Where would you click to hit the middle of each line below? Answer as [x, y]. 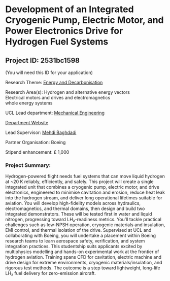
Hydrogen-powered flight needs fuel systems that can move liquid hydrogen [85, 177]
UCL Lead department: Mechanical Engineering [55, 113]
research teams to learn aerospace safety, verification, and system [75, 241]
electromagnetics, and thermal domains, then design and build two [75, 208]
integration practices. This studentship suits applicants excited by [74, 247]
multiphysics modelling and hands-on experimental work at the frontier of [82, 252]
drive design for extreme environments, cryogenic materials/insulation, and [84, 263]
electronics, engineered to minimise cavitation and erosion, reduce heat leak [85, 192]
